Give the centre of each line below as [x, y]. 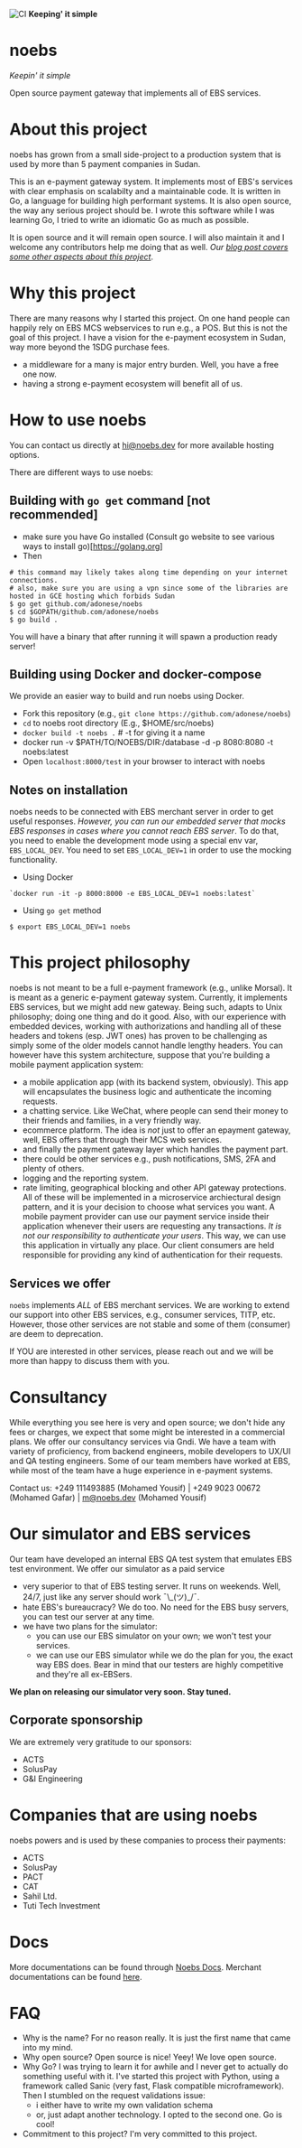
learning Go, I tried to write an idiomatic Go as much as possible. [129, 219]
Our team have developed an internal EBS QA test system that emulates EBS [151, 1559]
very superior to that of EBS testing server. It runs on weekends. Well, [151, 1586]
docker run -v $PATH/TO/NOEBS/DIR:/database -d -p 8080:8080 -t [147, 742]
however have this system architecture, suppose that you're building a [140, 1055]
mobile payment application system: [77, 1065]
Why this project [73, 293]
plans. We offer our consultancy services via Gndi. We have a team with [143, 1442]
